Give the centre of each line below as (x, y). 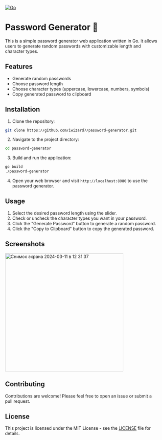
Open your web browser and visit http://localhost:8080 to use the (80, 181)
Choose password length (37, 84)
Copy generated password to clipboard (52, 94)
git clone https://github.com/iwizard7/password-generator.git (71, 130)
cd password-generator (28, 149)
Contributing (25, 384)
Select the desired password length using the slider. (65, 213)
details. (12, 434)
